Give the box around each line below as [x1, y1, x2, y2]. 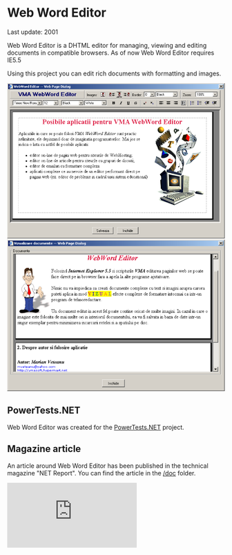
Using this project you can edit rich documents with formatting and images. [7, 69, 222, 78]
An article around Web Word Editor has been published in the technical [7, 462, 209, 470]
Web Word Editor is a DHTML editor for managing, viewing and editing [7, 41, 207, 49]
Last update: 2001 [7, 28, 59, 36]
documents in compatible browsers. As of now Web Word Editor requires [7, 48, 215, 57]
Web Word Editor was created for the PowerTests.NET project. [7, 423, 184, 431]
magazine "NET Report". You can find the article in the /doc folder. [7, 468, 196, 477]
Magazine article [7, 443, 81, 455]
